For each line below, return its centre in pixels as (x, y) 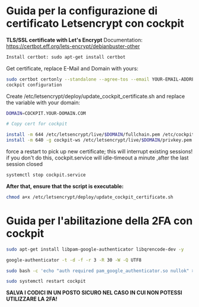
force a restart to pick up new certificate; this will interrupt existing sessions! (99, 152)
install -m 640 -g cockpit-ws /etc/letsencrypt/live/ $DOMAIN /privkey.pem (99, 140)
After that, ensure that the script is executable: (65, 186)
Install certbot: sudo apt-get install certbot (66, 57)
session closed (25, 164)
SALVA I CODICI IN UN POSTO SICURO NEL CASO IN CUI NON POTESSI (94, 293)
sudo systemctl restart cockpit (46, 282)
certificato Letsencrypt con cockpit (95, 23)
